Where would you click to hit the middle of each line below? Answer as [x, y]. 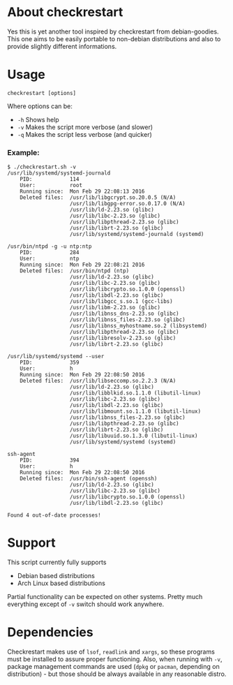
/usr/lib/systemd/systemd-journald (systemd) [137, 235]
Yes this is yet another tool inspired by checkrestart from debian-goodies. [113, 31]
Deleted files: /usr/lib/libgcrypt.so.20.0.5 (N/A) [98, 198]
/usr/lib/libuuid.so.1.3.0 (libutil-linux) [134, 436]
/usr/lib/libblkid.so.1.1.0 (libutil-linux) [135, 393]
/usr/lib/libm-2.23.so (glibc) [115, 308]
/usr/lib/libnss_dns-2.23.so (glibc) [124, 314]
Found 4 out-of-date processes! [54, 515]
